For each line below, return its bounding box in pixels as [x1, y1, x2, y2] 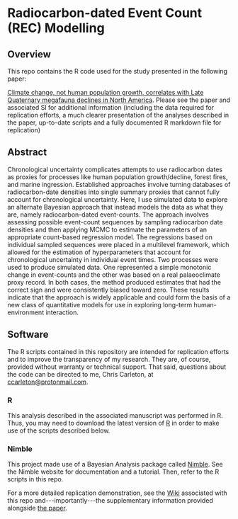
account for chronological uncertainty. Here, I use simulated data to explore [7, 195, 228, 203]
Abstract [7, 147, 47, 159]
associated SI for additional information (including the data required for [7, 103, 215, 111]
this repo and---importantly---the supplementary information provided [7, 496, 214, 505]
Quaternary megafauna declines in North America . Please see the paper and [7, 96, 231, 104]
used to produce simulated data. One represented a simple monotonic [7, 263, 212, 271]
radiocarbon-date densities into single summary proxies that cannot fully [7, 188, 220, 196]
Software [7, 329, 49, 341]
